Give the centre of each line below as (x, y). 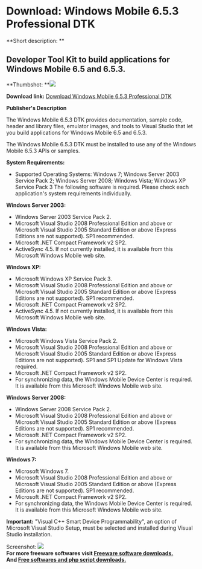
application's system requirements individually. (73, 193)
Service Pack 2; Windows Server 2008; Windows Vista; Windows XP (100, 180)
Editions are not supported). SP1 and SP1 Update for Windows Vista (99, 360)
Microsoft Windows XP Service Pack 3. (64, 279)
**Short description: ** (35, 41)
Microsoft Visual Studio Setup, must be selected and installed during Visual (99, 528)
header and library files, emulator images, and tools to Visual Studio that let (99, 126)
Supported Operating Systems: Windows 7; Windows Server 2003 (97, 174)
